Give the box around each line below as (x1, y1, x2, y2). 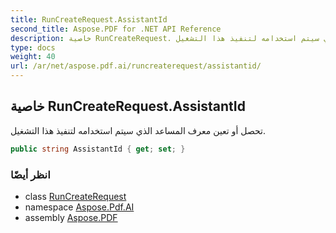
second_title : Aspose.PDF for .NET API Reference (10, 24, 222, 34)
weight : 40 (10, 52, 56, 62)
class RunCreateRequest (24, 190, 127, 202)
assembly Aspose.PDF (24, 211, 118, 223)
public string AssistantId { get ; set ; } (10, 144, 186, 154)
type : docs (10, 42, 56, 53)
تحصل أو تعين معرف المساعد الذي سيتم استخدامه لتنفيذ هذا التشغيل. (10, 124, 267, 136)
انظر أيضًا (10, 167, 51, 181)
